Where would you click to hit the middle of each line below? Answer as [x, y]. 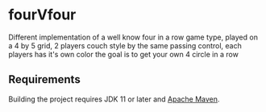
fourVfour [42, 15]
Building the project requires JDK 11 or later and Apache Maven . [114, 99]
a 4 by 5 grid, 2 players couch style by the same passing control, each [125, 45]
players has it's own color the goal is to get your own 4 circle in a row [124, 54]
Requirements [44, 79]
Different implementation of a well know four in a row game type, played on [133, 37]
